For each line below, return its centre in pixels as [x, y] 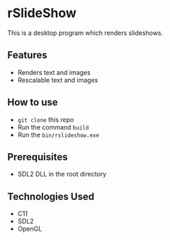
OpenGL [30, 229]
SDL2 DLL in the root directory [62, 174]
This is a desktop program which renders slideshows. [85, 33]
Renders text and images [54, 72]
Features [27, 55]
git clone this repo [46, 120]
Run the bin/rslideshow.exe [58, 135]
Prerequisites [38, 157]
